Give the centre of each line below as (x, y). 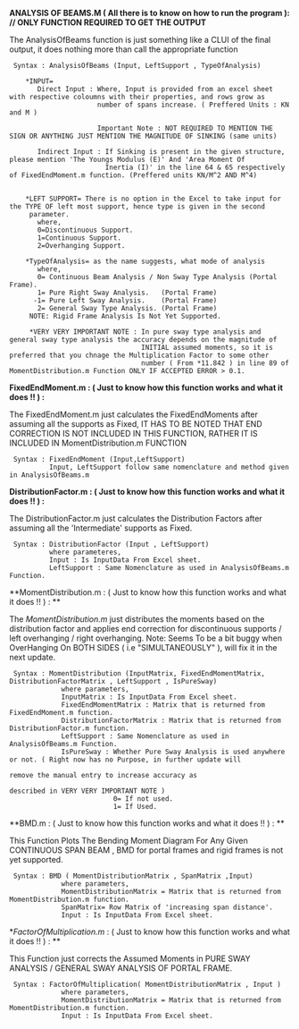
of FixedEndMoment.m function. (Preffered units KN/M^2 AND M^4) (133, 175)
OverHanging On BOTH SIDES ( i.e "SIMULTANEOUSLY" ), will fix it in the (143, 647)
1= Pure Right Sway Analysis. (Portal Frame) (127, 293)
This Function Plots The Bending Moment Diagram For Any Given (129, 841)
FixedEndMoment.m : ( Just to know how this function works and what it (146, 387)
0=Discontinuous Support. (85, 230)
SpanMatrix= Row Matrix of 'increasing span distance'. (167, 907)
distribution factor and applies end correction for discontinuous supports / (145, 629)
